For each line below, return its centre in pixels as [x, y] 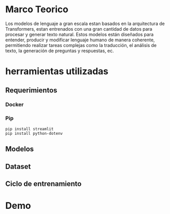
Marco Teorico [37, 9]
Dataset [18, 166]
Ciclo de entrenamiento [44, 184]
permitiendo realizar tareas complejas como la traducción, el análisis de [81, 45]
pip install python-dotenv [34, 133]
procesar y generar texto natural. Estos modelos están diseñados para [79, 34]
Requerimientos [31, 90]
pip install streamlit [29, 129]
